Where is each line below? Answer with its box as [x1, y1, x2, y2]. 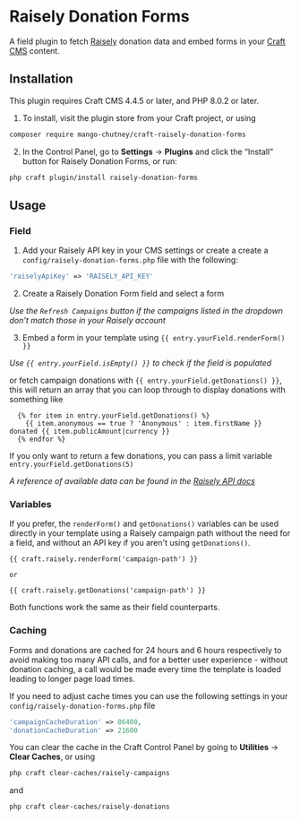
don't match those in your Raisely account [9, 315, 166, 326]
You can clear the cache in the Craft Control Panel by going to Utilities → [9, 742, 279, 753]
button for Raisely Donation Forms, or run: [21, 155, 177, 167]
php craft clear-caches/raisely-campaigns [9, 769, 170, 778]
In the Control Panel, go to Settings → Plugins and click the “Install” [21, 146, 274, 157]
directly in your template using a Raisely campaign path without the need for [9, 528, 291, 539]
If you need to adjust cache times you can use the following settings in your [9, 690, 288, 701]
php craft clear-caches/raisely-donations [9, 802, 170, 812]
